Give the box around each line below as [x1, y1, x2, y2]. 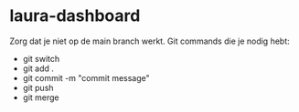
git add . [22, 63, 55, 74]
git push [22, 82, 54, 93]
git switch [22, 53, 60, 64]
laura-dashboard [9, 5, 141, 26]
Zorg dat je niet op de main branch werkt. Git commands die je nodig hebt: [9, 36, 290, 46]
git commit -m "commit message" [22, 72, 151, 83]
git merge [22, 92, 59, 103]
